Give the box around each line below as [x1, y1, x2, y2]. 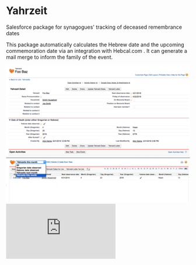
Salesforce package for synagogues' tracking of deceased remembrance [6, 23, 183, 30]
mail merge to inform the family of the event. [6, 53, 113, 60]
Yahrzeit [6, 4, 48, 18]
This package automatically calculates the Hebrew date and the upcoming [6, 41, 185, 48]
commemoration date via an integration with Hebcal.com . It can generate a [6, 47, 188, 54]
